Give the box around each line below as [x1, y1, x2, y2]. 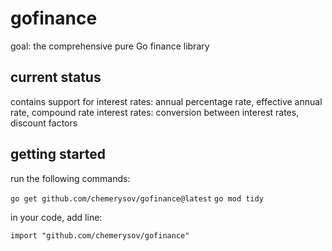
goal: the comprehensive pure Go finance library [10, 40, 210, 52]
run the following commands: [10, 172, 131, 184]
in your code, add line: [10, 211, 103, 223]
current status [10, 69, 102, 86]
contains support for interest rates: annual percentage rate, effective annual [10, 95, 323, 107]
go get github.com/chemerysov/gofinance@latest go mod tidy [10, 193, 264, 204]
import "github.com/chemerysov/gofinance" [10, 230, 190, 241]
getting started [10, 146, 106, 163]
